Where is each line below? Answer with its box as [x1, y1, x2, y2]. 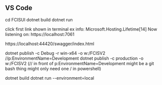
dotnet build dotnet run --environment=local [5, 75, 94, 81]
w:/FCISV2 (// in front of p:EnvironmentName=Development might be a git [5, 60, 154, 66]
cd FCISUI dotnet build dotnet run [5, 17, 73, 22]
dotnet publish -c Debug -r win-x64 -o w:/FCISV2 [5, 50, 106, 56]
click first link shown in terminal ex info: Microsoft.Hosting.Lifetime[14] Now [5, 26, 158, 32]
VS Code [5, 4, 33, 12]
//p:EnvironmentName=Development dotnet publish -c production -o [5, 55, 143, 61]
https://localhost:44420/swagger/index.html [5, 41, 94, 47]
